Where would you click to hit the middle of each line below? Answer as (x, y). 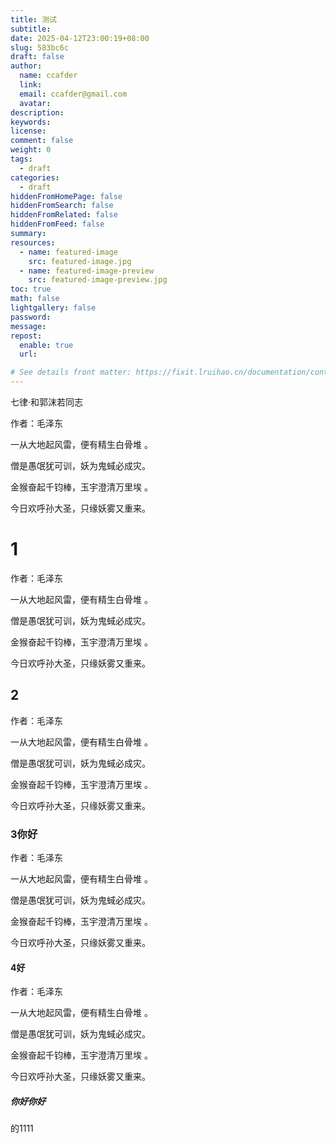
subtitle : (31, 29)
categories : (35, 177)
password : (31, 317)
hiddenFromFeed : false (57, 224)
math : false (35, 299)
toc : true (31, 289)
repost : (26, 336)
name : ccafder (48, 76)
